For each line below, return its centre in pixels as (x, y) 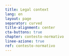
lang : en (14, 14)
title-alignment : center (30, 28)
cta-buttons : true (24, 32)
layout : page (18, 19)
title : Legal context (27, 9)
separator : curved (24, 23)
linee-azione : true (25, 41)
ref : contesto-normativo (30, 46)
